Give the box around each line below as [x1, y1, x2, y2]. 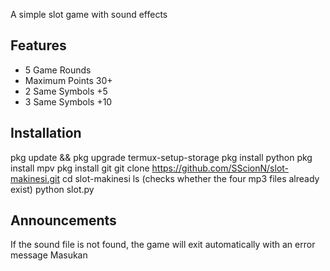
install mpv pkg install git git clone [10, 162, 150, 174]
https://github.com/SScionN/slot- [151, 162, 290, 174]
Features [10, 37, 67, 54]
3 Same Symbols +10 [24, 95, 113, 108]
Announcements [10, 212, 117, 229]
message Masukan [10, 249, 88, 261]
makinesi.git [10, 172, 61, 184]
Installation [10, 125, 82, 142]
